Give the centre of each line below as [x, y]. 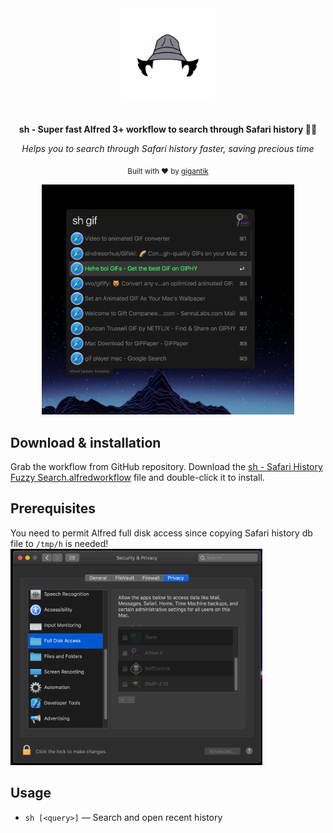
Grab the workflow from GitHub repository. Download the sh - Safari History [166, 466]
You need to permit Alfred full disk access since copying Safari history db [161, 533]
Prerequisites [53, 508]
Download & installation [86, 442]
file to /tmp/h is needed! [59, 543]
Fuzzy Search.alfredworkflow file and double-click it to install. [137, 477]
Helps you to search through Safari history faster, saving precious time [168, 149]
